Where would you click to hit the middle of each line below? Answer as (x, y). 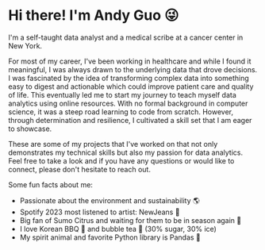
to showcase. (30, 129)
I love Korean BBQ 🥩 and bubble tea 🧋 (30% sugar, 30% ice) (118, 229)
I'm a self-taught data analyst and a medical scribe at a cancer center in (126, 37)
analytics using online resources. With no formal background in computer (128, 103)
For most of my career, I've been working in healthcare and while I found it (130, 61)
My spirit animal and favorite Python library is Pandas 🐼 (110, 237)
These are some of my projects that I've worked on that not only (113, 144)
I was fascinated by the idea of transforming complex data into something (129, 78)
